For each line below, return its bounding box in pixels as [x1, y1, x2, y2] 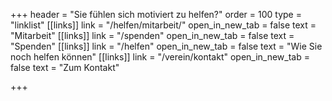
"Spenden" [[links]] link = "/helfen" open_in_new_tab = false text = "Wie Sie [10, 40, 323, 52]
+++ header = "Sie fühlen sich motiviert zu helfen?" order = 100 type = [10, 9, 302, 20]
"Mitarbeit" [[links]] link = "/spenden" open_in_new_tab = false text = [10, 30, 295, 41]
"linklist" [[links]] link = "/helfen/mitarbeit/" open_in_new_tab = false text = [10, 19, 317, 31]
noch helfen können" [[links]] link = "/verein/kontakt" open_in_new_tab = [10, 51, 310, 63]
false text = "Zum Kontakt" [10, 62, 120, 73]
